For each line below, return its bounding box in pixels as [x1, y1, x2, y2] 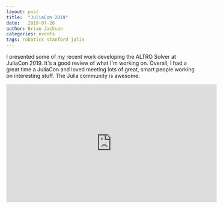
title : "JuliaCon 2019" [6, 14, 69, 20]
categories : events [6, 31, 55, 37]
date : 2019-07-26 [6, 20, 55, 26]
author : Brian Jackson [6, 25, 63, 32]
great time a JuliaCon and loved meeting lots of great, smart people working [6, 66, 195, 73]
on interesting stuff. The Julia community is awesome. [6, 73, 140, 79]
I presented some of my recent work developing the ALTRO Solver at [6, 53, 176, 60]
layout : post [6, 8, 39, 15]
